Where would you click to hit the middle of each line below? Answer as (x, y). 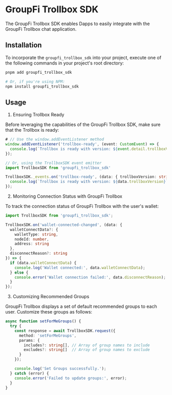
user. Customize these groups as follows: (49, 312)
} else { (19, 273)
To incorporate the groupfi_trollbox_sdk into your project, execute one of (83, 57)
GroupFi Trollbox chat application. (41, 29)
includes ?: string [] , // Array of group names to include (87, 345)
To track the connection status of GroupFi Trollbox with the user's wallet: (82, 206)
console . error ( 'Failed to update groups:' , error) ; (71, 378)
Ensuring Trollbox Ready (38, 115)
